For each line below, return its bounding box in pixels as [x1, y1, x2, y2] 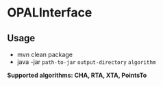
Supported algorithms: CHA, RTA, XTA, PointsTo [7, 71, 147, 79]
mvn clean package [16, 50, 73, 58]
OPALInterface [7, 5, 92, 21]
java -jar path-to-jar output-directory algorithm [16, 58, 156, 66]
